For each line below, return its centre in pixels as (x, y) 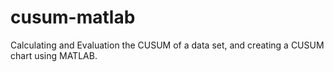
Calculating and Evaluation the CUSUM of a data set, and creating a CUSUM (167, 45)
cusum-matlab (73, 17)
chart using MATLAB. (54, 55)
